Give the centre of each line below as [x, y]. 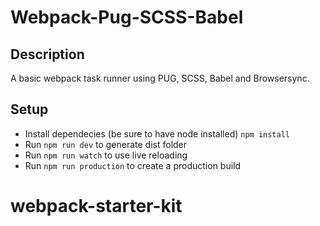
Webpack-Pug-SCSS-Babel [127, 17]
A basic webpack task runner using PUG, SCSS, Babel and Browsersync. [160, 78]
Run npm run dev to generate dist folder [106, 144]
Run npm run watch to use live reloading [106, 155]
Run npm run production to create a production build [133, 165]
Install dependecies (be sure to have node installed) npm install [157, 133]
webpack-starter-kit [96, 206]
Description [47, 54]
